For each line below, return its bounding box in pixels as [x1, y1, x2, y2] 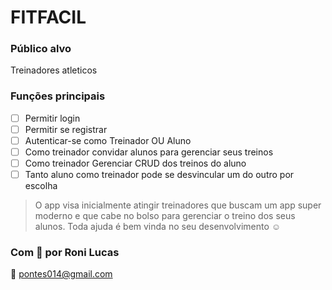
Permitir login [24, 112, 81, 124]
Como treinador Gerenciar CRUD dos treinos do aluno [24, 157, 247, 170]
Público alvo [10, 42, 72, 56]
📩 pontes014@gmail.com [10, 268, 113, 280]
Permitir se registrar [24, 123, 108, 135]
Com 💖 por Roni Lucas [10, 246, 120, 260]
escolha [24, 180, 58, 192]
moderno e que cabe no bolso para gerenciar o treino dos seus [34, 210, 296, 222]
